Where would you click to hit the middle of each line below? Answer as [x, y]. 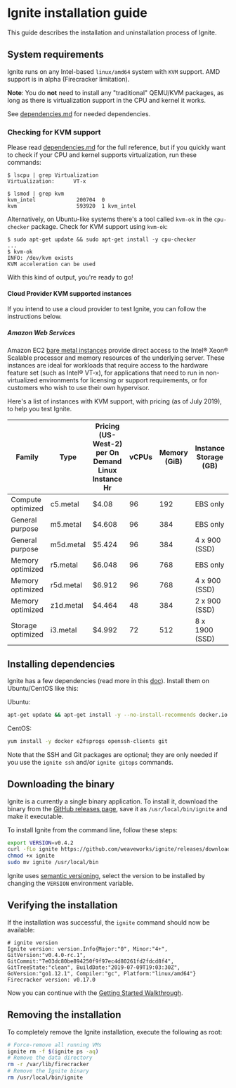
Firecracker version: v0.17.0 [52, 980]
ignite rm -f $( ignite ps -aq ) [53, 1051]
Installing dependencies [61, 664]
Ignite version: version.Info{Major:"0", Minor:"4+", [88, 949]
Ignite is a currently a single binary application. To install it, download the [113, 801]
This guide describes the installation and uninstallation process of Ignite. [112, 32]
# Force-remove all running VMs [54, 1045]
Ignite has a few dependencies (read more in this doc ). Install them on [108, 681]
